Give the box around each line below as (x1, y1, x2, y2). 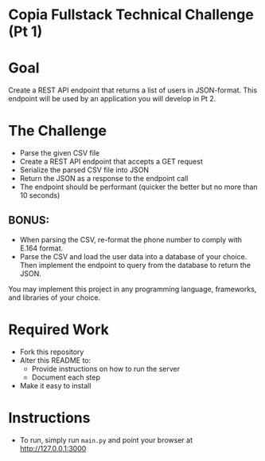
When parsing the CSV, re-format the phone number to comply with (19, 234, 243, 244)
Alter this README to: (19, 355, 92, 364)
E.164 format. (19, 243, 64, 253)
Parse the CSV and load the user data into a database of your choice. (19, 251, 247, 261)
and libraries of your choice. (8, 293, 101, 302)
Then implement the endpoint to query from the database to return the (19, 260, 251, 270)
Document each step (31, 372, 101, 382)
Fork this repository (19, 347, 84, 357)
